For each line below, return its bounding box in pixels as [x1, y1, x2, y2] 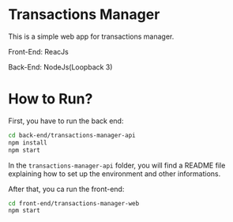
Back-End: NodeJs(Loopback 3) [8, 62, 113, 72]
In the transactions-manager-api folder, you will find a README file [8, 160, 226, 170]
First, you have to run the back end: [8, 116, 124, 126]
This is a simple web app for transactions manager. [8, 32, 175, 41]
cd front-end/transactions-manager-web [8, 199, 140, 207]
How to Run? [8, 90, 93, 108]
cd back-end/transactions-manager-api [8, 131, 136, 139]
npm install [8, 138, 47, 147]
